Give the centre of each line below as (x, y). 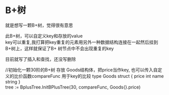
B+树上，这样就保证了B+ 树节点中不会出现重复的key (60, 48)
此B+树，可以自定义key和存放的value (44, 36)
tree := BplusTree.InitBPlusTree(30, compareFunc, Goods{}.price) (73, 87)
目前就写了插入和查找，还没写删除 (41, 59)
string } (13, 81)
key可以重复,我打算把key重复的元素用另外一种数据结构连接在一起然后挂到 (82, 42)
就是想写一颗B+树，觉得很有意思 (39, 25)
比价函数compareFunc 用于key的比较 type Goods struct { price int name (89, 76)
